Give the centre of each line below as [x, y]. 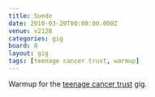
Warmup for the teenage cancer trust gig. [78, 84]
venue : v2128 [30, 31]
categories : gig [36, 38]
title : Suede [30, 16]
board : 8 [23, 46]
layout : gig [28, 53]
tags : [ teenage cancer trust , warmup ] [74, 61]
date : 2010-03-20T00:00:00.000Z [63, 23]
